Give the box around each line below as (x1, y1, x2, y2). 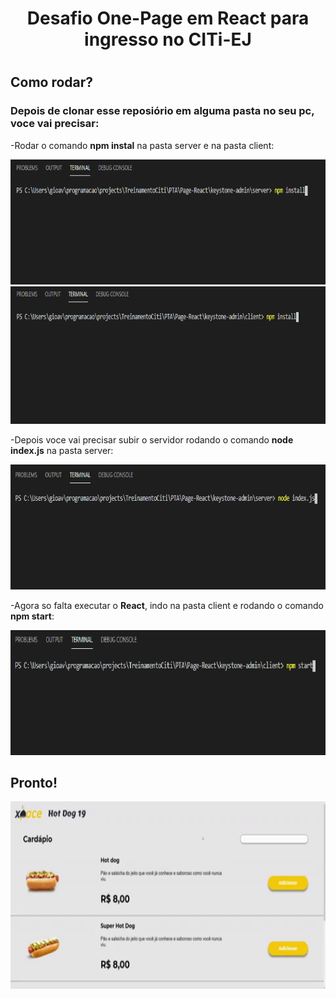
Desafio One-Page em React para (26, 7, 310, 30)
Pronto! (10, 775, 58, 792)
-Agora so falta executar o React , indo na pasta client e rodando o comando (10, 599, 324, 611)
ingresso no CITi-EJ (84, 28, 252, 51)
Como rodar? (10, 74, 94, 91)
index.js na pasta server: (10, 444, 114, 456)
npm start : (10, 610, 55, 622)
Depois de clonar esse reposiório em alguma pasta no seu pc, (10, 104, 315, 118)
